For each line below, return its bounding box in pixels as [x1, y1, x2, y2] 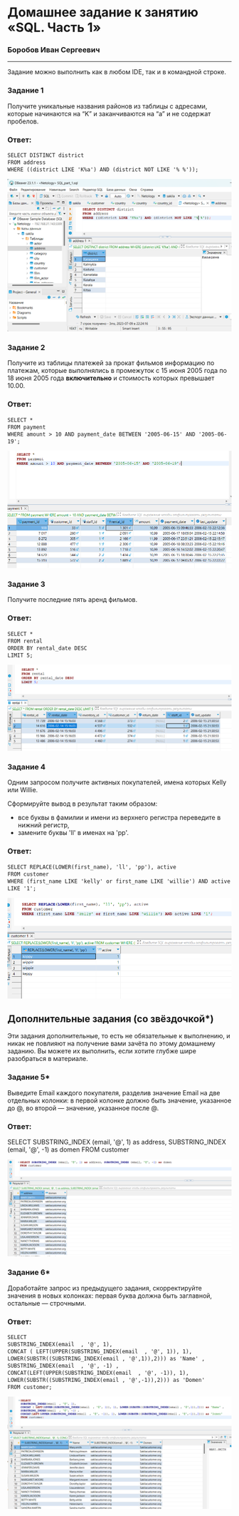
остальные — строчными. [7, 1299, 87, 1307]
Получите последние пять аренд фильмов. [7, 595, 138, 604]
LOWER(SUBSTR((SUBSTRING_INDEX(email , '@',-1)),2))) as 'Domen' [7, 1377, 205, 1384]
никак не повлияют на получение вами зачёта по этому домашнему [7, 1039, 216, 1048]
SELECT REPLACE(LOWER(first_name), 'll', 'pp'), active [7, 864, 176, 871]
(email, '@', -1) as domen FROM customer [7, 1145, 129, 1154]
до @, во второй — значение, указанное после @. [7, 1103, 159, 1112]
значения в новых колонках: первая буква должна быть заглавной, [7, 1291, 212, 1300]
